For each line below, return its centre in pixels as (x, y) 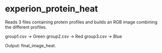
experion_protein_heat (52, 9)
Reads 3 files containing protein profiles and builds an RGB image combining (81, 22)
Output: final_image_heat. (31, 45)
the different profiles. (26, 27)
